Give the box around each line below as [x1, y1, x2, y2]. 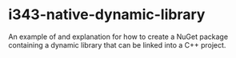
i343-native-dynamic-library [8, 6, 206, 24]
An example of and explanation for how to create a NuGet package [8, 32, 229, 41]
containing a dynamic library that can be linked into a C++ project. [8, 40, 226, 49]
